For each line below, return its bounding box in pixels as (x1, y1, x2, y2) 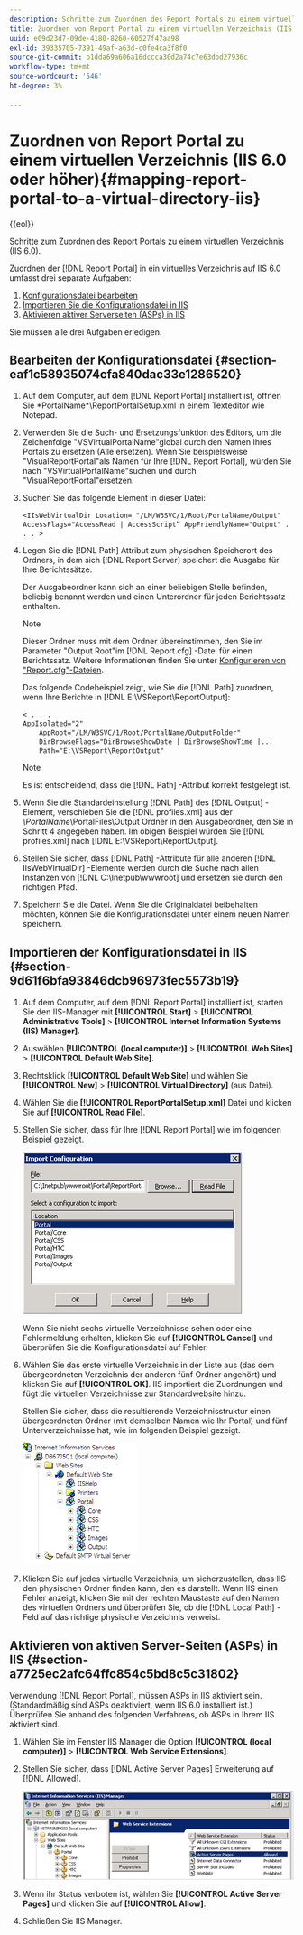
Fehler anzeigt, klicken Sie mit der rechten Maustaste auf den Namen (22, 1593, 280, 1604)
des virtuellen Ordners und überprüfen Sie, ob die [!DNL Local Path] (22, 1602, 275, 1613)
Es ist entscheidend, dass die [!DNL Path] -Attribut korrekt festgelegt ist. (22, 780, 291, 791)
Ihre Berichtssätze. (22, 564, 93, 575)
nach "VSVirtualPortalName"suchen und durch (22, 466, 197, 477)
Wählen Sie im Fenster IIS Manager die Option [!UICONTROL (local (22, 1736, 271, 1746)
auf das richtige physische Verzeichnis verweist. (40, 1612, 221, 1623)
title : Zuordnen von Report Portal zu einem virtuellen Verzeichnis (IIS (9, 23, 293, 33)
